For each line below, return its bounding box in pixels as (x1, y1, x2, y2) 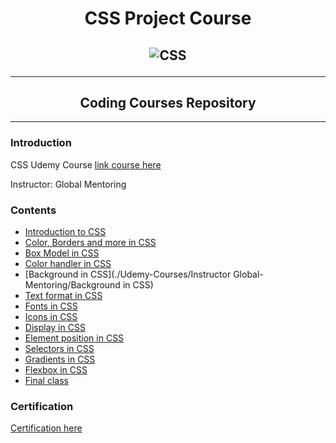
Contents (10, 203, 57, 217)
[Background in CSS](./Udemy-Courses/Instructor (24, 268, 232, 280)
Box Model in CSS (24, 247, 100, 259)
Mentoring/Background (24, 278, 121, 291)
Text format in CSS (24, 289, 103, 301)
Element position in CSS (24, 332, 125, 344)
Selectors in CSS (24, 342, 95, 354)
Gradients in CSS (24, 353, 96, 365)
